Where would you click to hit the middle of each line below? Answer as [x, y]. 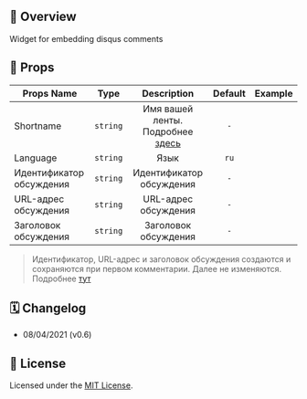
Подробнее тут [61, 278]
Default [230, 93]
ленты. [168, 120]
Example [274, 93]
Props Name [50, 93]
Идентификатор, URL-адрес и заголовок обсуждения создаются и [161, 259]
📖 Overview [43, 17]
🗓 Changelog [48, 308]
